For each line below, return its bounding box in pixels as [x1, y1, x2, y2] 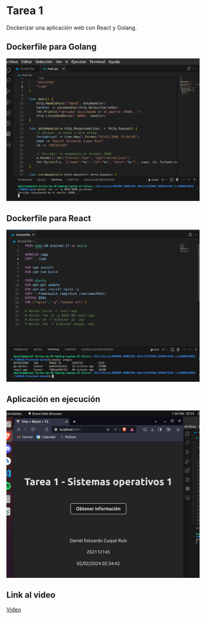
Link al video [6, 590, 56, 600]
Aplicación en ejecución [6, 393, 101, 404]
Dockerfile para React [6, 213, 91, 224]
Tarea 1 [6, 4, 44, 18]
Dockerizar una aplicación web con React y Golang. [6, 24, 137, 31]
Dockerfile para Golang [6, 42, 97, 52]
